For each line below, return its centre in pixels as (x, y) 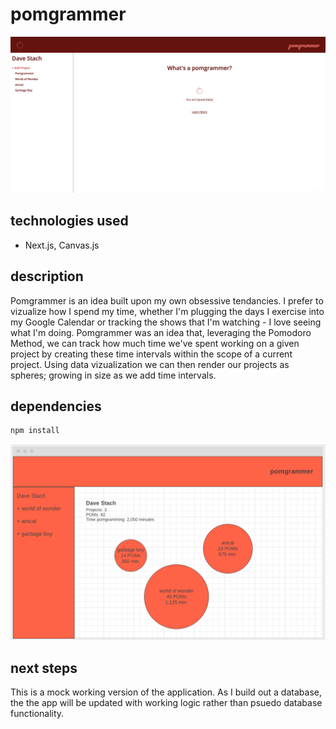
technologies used (69, 221)
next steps (44, 668)
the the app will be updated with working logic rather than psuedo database (166, 703)
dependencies (56, 406)
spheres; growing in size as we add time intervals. (113, 375)
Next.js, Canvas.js (62, 245)
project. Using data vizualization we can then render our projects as (150, 364)
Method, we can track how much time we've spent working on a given (155, 343)
